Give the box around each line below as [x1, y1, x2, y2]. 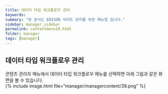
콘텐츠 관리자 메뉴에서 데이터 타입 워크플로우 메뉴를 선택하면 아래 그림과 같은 [5, 70, 158, 77]
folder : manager [5, 31, 40, 36]
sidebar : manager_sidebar [5, 21, 60, 27]
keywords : [5, 12, 26, 17]
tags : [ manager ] [5, 36, 40, 41]
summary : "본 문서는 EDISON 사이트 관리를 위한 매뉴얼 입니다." [5, 17, 125, 22]
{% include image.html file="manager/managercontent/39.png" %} [5, 83, 146, 89]
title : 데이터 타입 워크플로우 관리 [5, 7, 70, 13]
